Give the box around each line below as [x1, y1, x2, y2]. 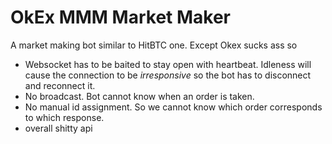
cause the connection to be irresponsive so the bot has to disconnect [24, 69, 312, 81]
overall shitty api [24, 122, 93, 134]
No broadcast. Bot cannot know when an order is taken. [24, 90, 255, 102]
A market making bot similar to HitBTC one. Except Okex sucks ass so [10, 39, 298, 51]
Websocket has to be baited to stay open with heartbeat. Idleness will [24, 58, 312, 70]
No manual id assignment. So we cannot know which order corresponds [24, 101, 323, 113]
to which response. [24, 111, 105, 123]
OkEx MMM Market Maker [10, 6, 231, 29]
